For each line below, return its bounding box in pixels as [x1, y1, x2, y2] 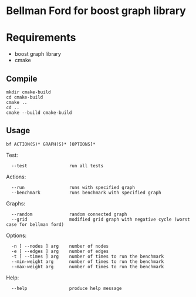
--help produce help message [11, 285, 122, 291]
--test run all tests [11, 163, 104, 168]
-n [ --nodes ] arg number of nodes [11, 243, 109, 249]
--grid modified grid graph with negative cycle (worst [11, 216, 191, 222]
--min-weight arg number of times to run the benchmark [11, 258, 164, 265]
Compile [6, 73, 38, 83]
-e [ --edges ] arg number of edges [11, 248, 109, 254]
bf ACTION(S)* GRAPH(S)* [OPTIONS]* [6, 141, 96, 147]
